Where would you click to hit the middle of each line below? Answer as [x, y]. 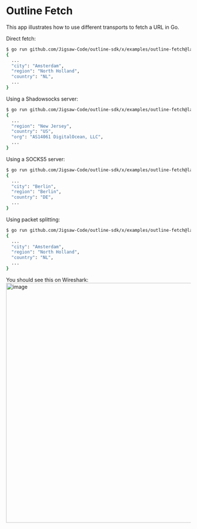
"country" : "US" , [33, 132]
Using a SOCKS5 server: [36, 159]
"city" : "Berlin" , [34, 187]
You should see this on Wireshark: [47, 280]
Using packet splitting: [33, 219]
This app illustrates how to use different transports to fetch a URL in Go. [93, 27]
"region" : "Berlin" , [36, 192]
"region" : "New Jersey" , [42, 126]
